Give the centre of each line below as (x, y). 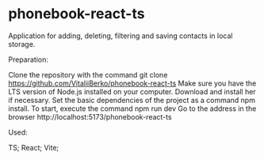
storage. (22, 44)
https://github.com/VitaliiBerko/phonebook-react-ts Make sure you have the (132, 83)
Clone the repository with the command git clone (88, 74)
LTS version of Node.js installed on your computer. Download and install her (132, 91)
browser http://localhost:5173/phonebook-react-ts (90, 116)
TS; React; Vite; (34, 147)
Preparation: (29, 59)
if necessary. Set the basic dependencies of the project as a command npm (132, 100)
